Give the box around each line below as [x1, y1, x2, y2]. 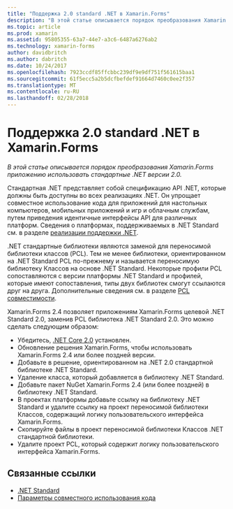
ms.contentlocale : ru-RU [7, 88, 80, 95]
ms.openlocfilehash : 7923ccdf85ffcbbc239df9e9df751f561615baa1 [7, 69, 195, 76]
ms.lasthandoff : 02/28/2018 [7, 95, 89, 102]
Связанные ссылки [7, 468, 96, 480]
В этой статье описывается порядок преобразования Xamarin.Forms [7, 162, 214, 171]
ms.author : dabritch [7, 56, 68, 63]
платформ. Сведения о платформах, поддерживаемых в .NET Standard [7, 221, 219, 229]
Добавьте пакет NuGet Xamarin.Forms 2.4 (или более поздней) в [17, 380, 209, 389]
